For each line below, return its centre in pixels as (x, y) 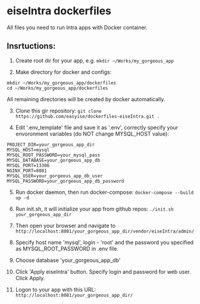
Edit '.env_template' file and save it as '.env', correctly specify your (97, 127)
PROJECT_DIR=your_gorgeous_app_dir (51, 145)
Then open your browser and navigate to (65, 225)
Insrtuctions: (31, 46)
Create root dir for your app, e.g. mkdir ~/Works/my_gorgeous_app (95, 60)
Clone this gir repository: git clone (58, 111)
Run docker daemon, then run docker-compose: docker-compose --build (104, 192)
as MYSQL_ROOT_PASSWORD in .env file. (67, 249)
